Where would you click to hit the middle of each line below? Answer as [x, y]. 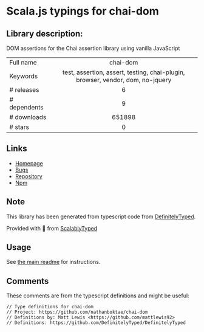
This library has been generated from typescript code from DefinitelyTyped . [101, 216]
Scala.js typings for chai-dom [83, 11]
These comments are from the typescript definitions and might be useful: [98, 296]
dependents [26, 107]
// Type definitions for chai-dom [50, 307]
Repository [29, 176]
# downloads [28, 117]
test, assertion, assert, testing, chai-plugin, [124, 72]
